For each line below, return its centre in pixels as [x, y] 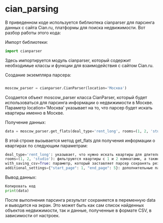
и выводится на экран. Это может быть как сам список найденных [74, 205]
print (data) [17, 190]
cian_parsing [32, 9]
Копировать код [20, 186]
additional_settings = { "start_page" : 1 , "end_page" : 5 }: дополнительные [79, 168]
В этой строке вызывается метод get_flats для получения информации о [80, 140]
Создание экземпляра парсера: [38, 75]
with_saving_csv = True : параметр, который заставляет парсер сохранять [78, 164]
